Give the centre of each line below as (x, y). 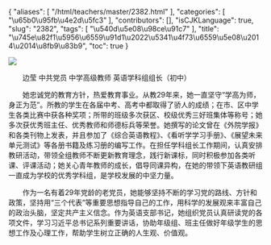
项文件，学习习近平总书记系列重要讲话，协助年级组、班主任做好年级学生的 (132, 222)
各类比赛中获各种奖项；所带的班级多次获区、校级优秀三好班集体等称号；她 (139, 115)
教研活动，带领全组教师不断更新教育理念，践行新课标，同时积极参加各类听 (132, 155)
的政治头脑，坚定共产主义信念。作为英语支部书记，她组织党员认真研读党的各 (135, 212)
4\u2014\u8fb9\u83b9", (48, 46)
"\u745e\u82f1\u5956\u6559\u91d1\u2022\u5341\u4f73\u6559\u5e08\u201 (134, 37)
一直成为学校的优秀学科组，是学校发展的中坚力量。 (93, 175)
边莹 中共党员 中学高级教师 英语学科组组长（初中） (107, 77)
